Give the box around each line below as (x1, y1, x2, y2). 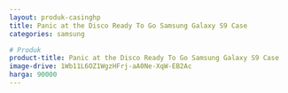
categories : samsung (9, 29, 86, 38)
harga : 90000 (9, 70, 58, 80)
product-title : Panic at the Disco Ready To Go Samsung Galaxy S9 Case (9, 54, 279, 63)
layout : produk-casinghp (9, 12, 101, 22)
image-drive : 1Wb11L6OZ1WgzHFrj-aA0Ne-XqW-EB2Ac (9, 62, 192, 71)
